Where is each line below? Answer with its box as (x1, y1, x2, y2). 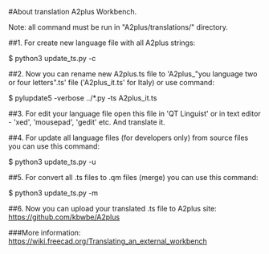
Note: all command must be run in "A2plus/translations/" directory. (8, 23, 229, 31)
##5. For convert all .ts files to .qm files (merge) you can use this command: (8, 173, 259, 182)
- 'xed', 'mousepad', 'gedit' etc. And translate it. (8, 117, 166, 127)
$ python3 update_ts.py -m (8, 188, 99, 198)
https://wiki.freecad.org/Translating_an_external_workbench (8, 236, 207, 246)
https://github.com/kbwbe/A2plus (8, 212, 120, 222)
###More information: (8, 228, 81, 237)
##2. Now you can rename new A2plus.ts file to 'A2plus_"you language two (8, 69, 258, 79)
